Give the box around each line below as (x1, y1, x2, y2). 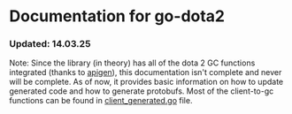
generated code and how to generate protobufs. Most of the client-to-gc (9, 86, 274, 96)
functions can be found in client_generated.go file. (9, 95, 193, 106)
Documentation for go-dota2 (9, 6, 226, 27)
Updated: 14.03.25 (9, 38, 91, 50)
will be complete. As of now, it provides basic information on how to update (9, 77, 284, 87)
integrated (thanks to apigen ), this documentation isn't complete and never (9, 67, 282, 78)
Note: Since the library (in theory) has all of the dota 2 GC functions (9, 57, 256, 68)
